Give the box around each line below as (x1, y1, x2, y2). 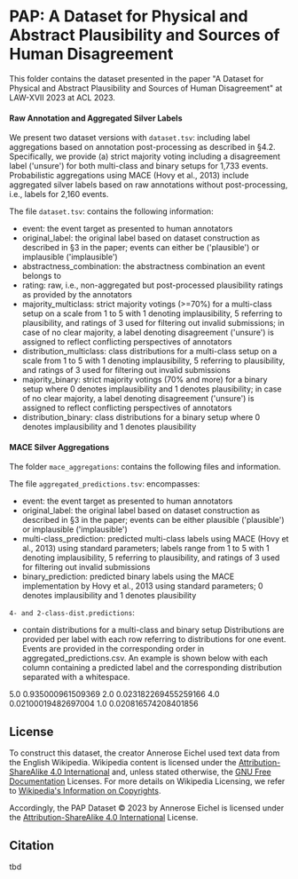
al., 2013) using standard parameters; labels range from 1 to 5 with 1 (21, 543, 270, 554)
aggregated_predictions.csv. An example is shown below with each (21, 653, 269, 663)
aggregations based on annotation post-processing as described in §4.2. (9, 142, 277, 153)
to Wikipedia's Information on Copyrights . (9, 786, 161, 796)
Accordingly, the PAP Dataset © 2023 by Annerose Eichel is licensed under (9, 803, 285, 813)
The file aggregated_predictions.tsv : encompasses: (9, 479, 200, 489)
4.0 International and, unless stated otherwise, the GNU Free (50, 766, 272, 778)
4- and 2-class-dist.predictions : (9, 607, 135, 618)
